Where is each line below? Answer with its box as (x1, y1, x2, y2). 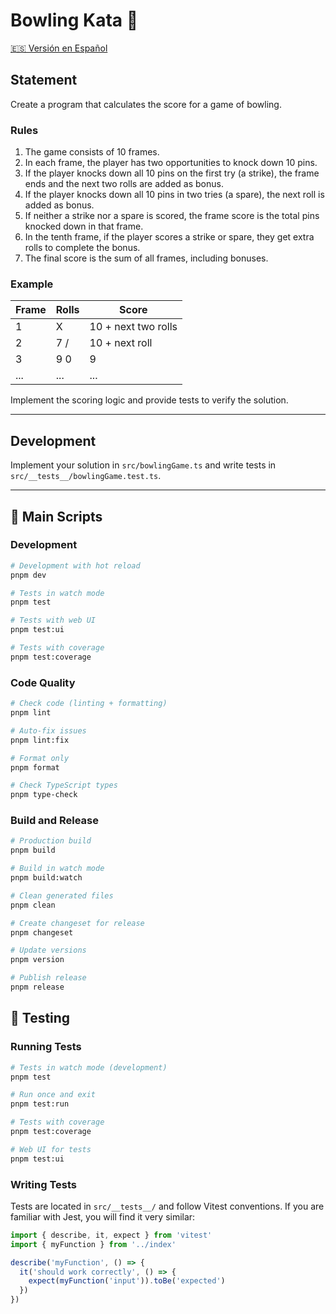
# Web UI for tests (10, 1144, 92, 1154)
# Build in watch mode (10, 864, 105, 874)
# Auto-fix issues (10, 725, 87, 736)
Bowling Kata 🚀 (10, 9, 139, 32)
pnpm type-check (10, 790, 78, 800)
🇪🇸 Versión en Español (10, 42, 108, 54)
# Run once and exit (10, 1090, 97, 1100)
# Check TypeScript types (10, 780, 118, 791)
